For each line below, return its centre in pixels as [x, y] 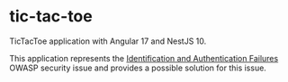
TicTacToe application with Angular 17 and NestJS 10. [108, 41]
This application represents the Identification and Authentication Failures [144, 58]
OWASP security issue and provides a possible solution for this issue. [138, 68]
